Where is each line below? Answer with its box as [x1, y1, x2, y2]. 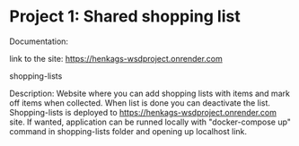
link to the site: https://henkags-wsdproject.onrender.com [9, 53, 223, 64]
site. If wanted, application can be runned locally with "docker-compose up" [9, 116, 292, 127]
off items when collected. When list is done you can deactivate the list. [9, 97, 271, 108]
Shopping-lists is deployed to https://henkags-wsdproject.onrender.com [9, 107, 277, 117]
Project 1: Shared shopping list [9, 6, 241, 27]
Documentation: [9, 36, 69, 47]
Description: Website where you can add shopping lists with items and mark [9, 88, 290, 99]
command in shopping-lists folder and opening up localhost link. [9, 125, 248, 136]
